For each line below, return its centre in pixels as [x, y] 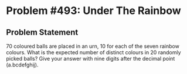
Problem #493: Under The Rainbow [93, 11]
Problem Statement [42, 32]
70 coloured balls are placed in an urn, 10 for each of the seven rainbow [93, 46]
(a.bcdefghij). [22, 65]
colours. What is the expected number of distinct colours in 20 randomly [93, 52]
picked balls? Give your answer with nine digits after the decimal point [91, 59]
